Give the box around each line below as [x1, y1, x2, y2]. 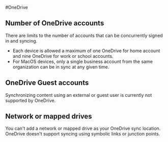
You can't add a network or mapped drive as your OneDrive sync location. [5, 125, 161, 131]
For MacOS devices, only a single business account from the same [12, 58, 153, 64]
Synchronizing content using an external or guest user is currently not [5, 92, 152, 98]
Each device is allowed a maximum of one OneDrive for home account [12, 48, 160, 54]
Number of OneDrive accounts [5, 19, 104, 27]
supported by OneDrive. [5, 97, 56, 103]
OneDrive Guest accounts [5, 79, 89, 87]
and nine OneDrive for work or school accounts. [12, 53, 114, 59]
